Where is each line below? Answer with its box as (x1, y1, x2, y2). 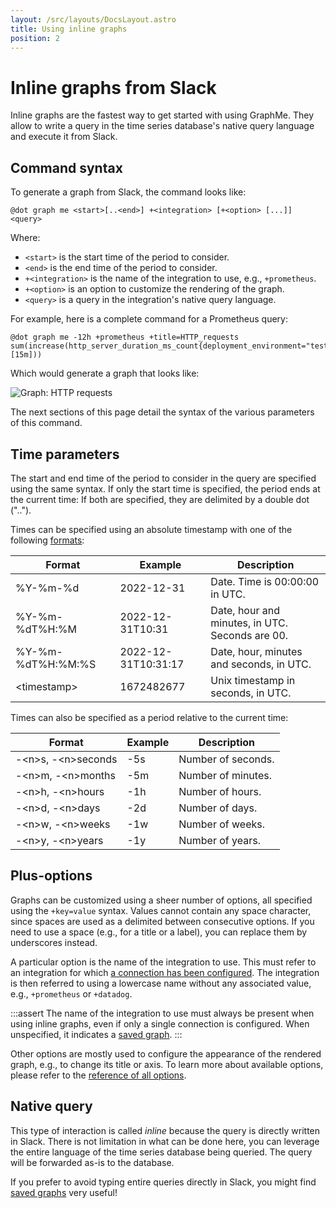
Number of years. (178, 833, 261, 847)
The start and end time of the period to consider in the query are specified (10, 472, 317, 484)
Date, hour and (210, 603, 280, 617)
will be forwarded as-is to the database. (10, 1156, 175, 1168)
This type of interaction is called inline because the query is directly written (10, 1124, 321, 1136)
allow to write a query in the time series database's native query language (10, 120, 315, 132)
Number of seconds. (178, 752, 275, 766)
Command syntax (10, 159, 123, 176)
